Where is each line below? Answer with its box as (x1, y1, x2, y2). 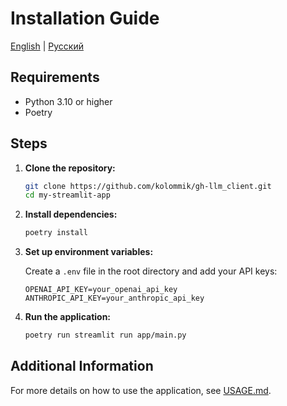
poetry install (24, 228, 89, 238)
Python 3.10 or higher (24, 95, 113, 107)
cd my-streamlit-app (24, 190, 111, 201)
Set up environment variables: (24, 246, 154, 258)
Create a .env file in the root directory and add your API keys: (24, 265, 278, 277)
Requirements (10, 69, 100, 86)
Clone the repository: (24, 162, 116, 174)
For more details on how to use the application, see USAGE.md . (10, 384, 272, 396)
